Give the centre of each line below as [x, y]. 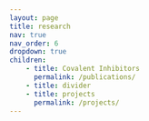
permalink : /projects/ [76, 102]
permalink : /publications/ [84, 77]
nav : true [28, 35]
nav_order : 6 [34, 43]
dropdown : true [38, 52]
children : [28, 60]
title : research [40, 26]
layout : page [34, 18]
